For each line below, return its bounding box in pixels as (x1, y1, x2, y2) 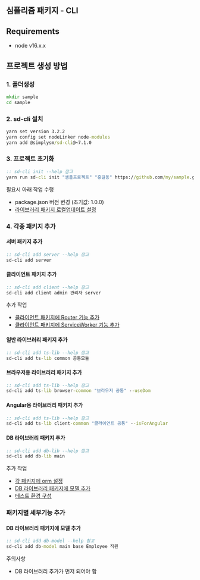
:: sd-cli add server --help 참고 (6, 252, 89, 258)
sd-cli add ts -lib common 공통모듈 (6, 355, 89, 361)
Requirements (6, 26, 60, 36)
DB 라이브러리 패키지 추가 (6, 434, 65, 441)
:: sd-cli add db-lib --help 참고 (6, 448, 89, 454)
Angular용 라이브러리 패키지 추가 (6, 401, 83, 409)
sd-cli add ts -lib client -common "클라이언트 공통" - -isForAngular (6, 421, 168, 427)
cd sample (6, 99, 31, 105)
